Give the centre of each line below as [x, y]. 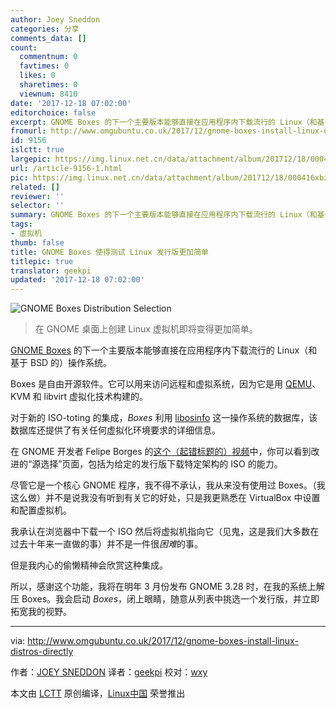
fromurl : [28, 131]
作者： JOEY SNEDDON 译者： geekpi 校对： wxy [109, 672]
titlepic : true [42, 261]
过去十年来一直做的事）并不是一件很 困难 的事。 [106, 544]
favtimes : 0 [44, 66]
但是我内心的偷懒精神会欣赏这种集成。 [89, 565]
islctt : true [37, 150]
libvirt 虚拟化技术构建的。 [95, 397]
